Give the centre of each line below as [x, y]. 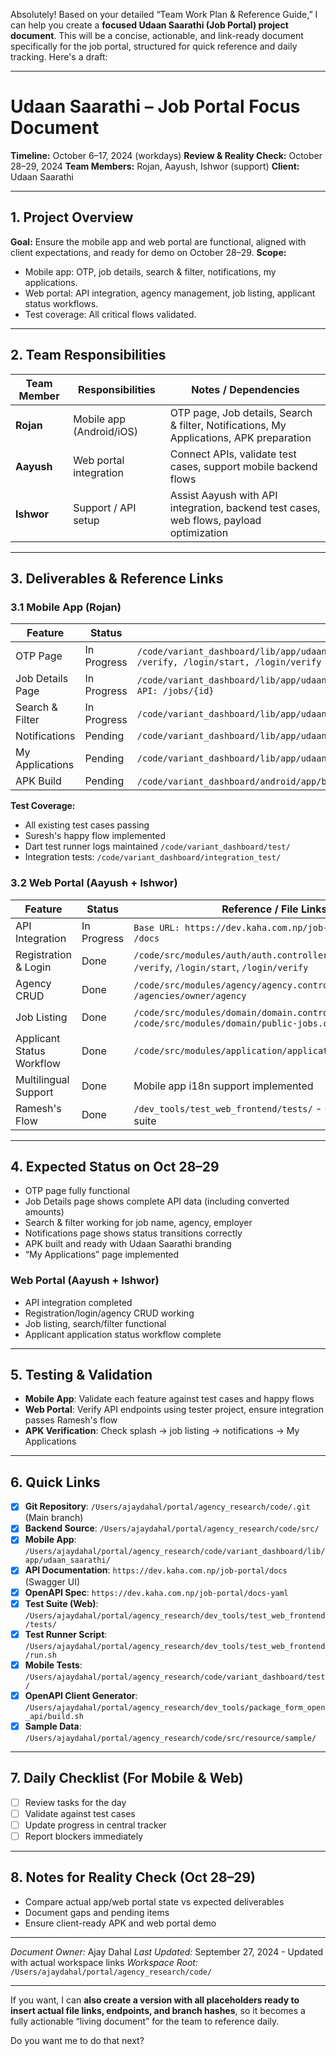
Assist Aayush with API [223, 495]
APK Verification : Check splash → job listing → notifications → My [162, 1431]
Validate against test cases [80, 1813]
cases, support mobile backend [243, 466]
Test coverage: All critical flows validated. [110, 314]
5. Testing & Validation [81, 1375]
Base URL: [156, 927]
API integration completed [78, 1302]
